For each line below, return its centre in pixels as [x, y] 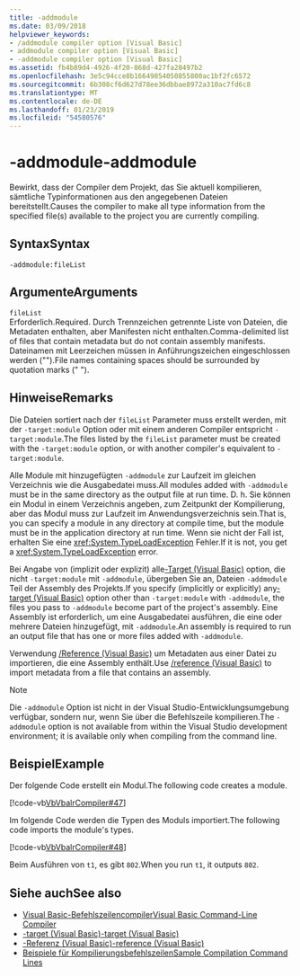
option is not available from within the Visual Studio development [168, 726]
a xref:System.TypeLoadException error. [84, 551]
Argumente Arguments [74, 293]
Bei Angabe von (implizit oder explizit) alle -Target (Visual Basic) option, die [147, 569]
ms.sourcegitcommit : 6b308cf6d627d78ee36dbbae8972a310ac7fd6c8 [130, 84]
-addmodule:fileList [48, 265]
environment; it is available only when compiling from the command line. [143, 736]
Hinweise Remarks [62, 398]
